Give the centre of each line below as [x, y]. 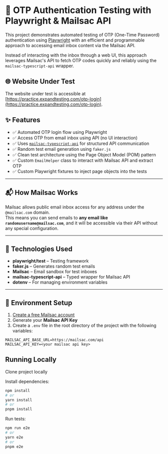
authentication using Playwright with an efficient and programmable [75, 40]
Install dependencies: [27, 381]
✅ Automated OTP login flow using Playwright [60, 132]
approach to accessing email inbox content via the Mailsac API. [70, 45]
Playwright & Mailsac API [58, 21]
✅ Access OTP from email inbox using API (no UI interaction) [75, 138]
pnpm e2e [14, 446]
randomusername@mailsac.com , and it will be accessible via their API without [81, 223]
